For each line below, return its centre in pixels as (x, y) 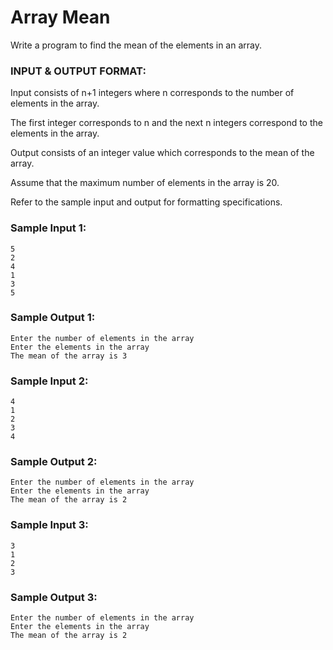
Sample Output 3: (54, 597)
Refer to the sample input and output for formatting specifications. (146, 202)
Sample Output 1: (53, 318)
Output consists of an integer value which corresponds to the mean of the (162, 153)
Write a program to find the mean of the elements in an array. (136, 45)
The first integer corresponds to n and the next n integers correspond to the (166, 123)
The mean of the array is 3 (69, 356)
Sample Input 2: (49, 381)
